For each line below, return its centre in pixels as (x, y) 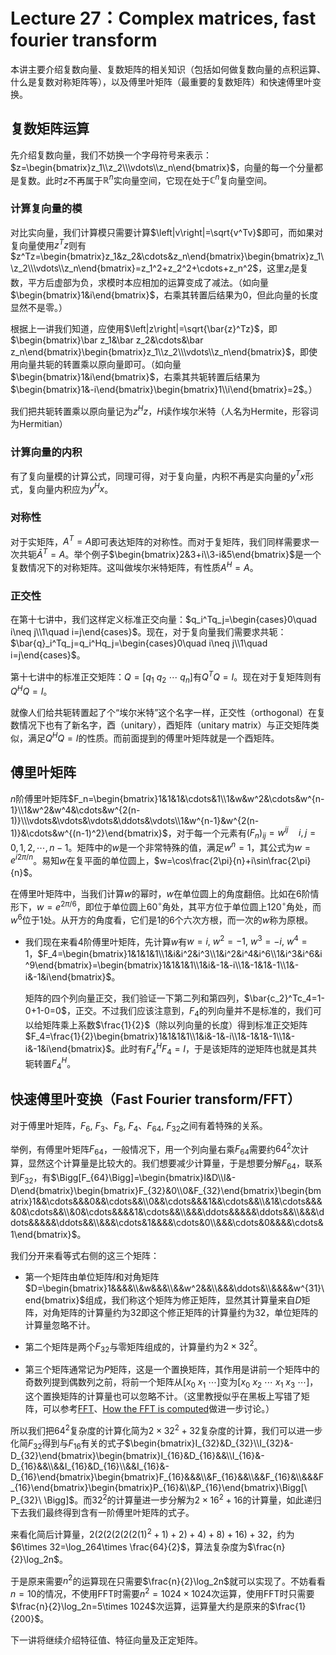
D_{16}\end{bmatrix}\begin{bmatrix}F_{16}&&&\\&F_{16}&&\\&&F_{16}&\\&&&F (167, 1477)
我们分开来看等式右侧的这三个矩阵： (85, 1255)
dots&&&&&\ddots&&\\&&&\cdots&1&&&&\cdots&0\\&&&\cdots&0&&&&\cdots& (167, 1222)
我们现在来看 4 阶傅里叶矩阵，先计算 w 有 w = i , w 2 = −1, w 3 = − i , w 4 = (166, 941)
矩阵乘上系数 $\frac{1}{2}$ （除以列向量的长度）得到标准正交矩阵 (175, 1025)
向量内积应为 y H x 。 (75, 488)
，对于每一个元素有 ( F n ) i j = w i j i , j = (242, 833)
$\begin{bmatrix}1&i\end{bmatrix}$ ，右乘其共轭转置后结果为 (135, 377)
